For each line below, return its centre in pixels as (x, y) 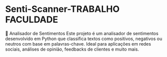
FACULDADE (32, 20)
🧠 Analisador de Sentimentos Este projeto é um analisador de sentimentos (82, 33)
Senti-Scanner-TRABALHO (62, 9)
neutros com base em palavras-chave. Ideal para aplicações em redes (78, 44)
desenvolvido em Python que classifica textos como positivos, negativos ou (84, 39)
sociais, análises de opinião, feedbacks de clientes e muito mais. (72, 49)
